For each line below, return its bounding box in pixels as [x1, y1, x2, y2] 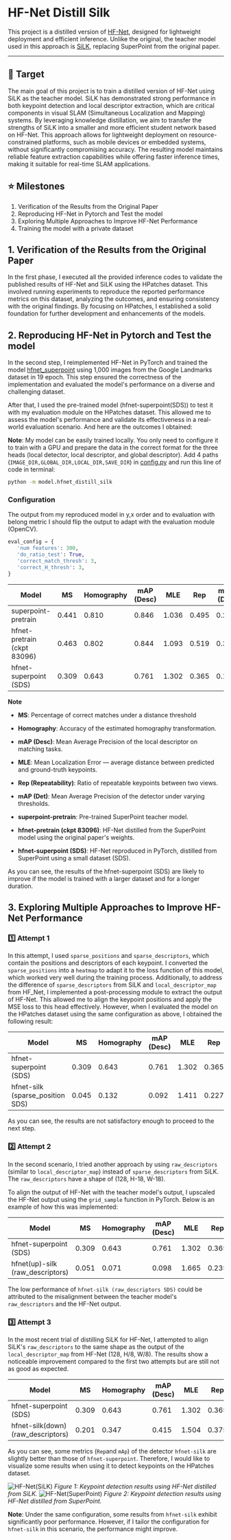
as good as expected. [8, 1364, 69, 1372]
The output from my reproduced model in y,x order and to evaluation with [8, 511, 215, 519]
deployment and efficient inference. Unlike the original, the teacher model [8, 34, 217, 43]
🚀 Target [8, 69, 45, 80]
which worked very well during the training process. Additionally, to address [8, 974, 223, 982]
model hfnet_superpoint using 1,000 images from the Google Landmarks [8, 366, 212, 374]
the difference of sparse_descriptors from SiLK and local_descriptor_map [8, 981, 217, 989]
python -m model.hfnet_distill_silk [8, 479, 112, 486]
